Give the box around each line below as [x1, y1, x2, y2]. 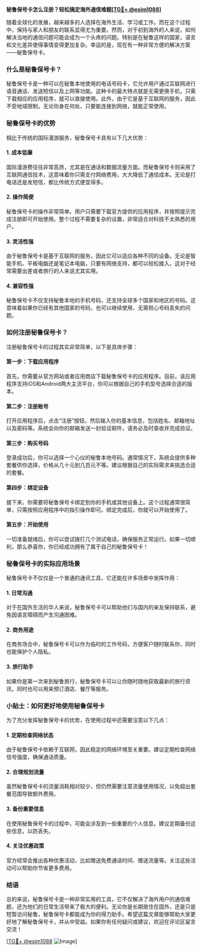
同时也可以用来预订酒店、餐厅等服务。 [16, 685, 112, 692]
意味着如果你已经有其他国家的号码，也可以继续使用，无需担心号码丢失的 [6, 304, 185, 312]
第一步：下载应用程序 [6, 358, 59, 365]
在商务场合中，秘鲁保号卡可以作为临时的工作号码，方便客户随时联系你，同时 [6, 640, 196, 648]
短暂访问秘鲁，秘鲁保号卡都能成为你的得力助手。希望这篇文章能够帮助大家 [6, 911, 191, 918]
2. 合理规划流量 [6, 768, 44, 775]
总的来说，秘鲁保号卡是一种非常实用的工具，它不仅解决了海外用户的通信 [6, 896, 185, 903]
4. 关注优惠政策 [6, 842, 44, 849]
